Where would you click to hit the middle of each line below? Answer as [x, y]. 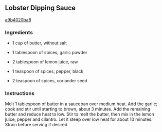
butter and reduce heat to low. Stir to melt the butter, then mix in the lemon [80, 114]
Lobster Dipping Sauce [40, 8]
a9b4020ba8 [18, 19]
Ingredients [19, 32]
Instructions [20, 94]
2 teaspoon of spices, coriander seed [50, 81]
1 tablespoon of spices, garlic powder [50, 53]
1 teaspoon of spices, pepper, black [48, 71]
